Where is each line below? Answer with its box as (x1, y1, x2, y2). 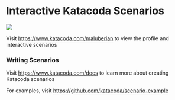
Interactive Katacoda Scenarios (6, 4, 164, 18)
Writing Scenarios (6, 56, 59, 64)
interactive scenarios (6, 41, 57, 48)
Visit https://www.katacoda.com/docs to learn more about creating (6, 69, 169, 76)
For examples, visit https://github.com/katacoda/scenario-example (6, 87, 168, 94)
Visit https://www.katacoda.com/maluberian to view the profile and (6, 34, 170, 42)
